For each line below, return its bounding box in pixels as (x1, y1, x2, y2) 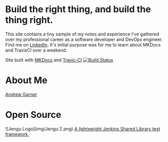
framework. (5, 131, 29, 137)
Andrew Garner (5, 91, 37, 97)
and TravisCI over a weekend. (5, 47, 67, 53)
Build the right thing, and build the (5, 4, 151, 15)
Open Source (5, 109, 62, 121)
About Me (5, 75, 48, 86)
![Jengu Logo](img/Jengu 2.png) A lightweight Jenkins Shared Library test (5, 125, 160, 132)
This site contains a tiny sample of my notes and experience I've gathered (5, 31, 159, 37)
